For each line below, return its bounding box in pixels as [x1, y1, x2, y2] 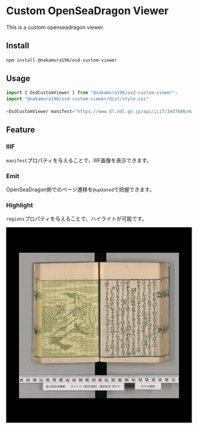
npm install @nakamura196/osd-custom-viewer [6, 57, 117, 63]
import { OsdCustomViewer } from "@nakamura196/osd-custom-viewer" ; [6, 90, 178, 96]
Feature [6, 125, 35, 135]
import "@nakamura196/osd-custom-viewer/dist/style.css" [6, 96, 149, 102]
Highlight [6, 201, 34, 209]
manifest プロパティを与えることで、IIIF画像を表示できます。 [6, 156, 152, 163]
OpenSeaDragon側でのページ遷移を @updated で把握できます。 [6, 186, 155, 193]
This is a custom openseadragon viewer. [6, 24, 105, 31]
